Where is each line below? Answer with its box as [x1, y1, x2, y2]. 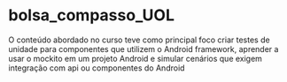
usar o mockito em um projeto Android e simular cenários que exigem [8, 53, 263, 63]
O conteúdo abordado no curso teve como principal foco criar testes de [8, 34, 271, 45]
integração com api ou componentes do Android [8, 63, 185, 73]
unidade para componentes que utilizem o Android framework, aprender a [8, 43, 279, 54]
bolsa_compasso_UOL [8, 5, 175, 26]
